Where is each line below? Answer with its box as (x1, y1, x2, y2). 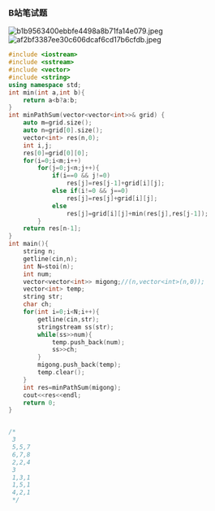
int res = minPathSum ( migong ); (23, 383, 122, 391)
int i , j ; (23, 141, 53, 150)
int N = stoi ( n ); (23, 262, 75, 270)
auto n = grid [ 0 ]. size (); (23, 126, 104, 135)
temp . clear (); (37, 369, 85, 377)
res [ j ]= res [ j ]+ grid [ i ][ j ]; (66, 194, 158, 203)
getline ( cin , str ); (37, 315, 100, 323)
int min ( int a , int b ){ (8, 88, 85, 97)
